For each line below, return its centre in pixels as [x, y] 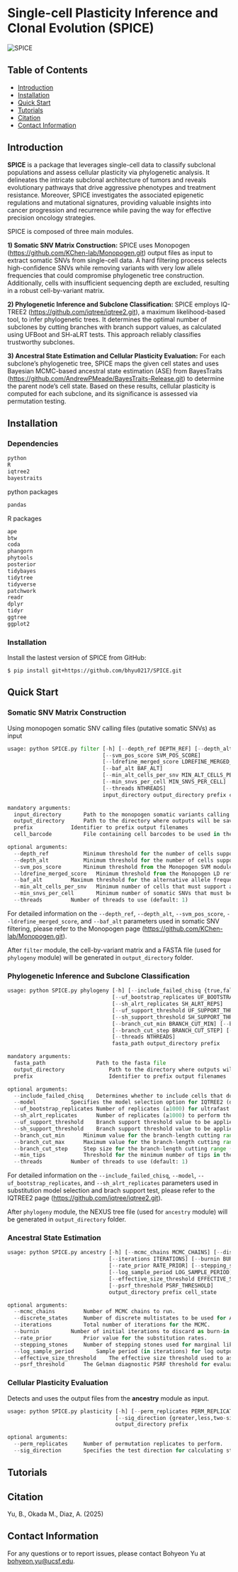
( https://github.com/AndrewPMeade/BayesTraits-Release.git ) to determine [116, 378]
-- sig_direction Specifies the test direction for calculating [118, 1450]
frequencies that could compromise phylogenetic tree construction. [106, 275]
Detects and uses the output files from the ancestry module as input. [108, 1398]
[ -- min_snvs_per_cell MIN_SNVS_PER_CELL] [164, 782]
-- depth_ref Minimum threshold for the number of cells [114, 854]
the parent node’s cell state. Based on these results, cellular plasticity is [112, 386]
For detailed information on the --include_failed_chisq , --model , [102, 1175]
